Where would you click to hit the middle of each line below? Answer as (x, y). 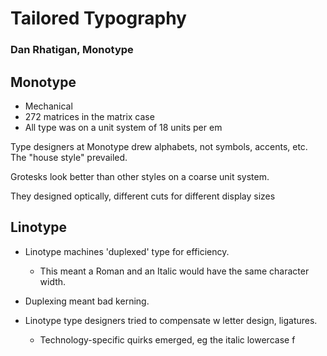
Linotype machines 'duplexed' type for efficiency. (127, 251)
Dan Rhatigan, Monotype (72, 50)
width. (53, 281)
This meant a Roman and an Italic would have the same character (174, 271)
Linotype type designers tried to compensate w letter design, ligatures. (171, 320)
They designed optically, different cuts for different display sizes (143, 196)
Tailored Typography (98, 18)
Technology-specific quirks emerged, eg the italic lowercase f (167, 339)
